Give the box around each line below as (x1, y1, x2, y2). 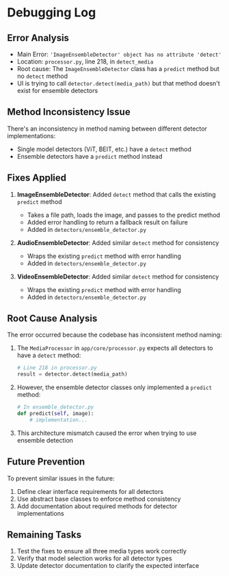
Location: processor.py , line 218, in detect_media (16, 57, 154, 66)
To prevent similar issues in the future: (7, 474, 115, 482)
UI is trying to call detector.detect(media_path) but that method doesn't (16, 79, 220, 87)
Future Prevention (7, 456, 85, 468)
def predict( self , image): (16, 410, 94, 417)
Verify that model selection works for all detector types (16, 554, 172, 562)
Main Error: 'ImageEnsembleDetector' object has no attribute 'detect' (16, 50, 222, 58)
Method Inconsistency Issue (7, 106, 131, 118)
